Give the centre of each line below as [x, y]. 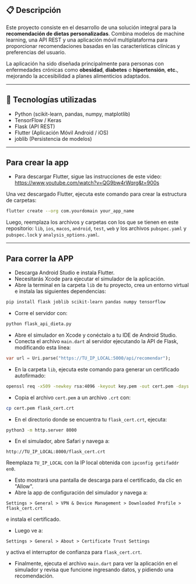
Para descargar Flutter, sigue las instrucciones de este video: [88, 177]
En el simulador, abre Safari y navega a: [62, 441]
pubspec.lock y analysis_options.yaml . [53, 235]
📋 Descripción [34, 10]
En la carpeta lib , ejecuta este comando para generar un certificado [97, 369]
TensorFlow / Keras [38, 120]
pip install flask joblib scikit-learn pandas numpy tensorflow [86, 302]
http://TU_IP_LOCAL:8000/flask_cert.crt [56, 452]
